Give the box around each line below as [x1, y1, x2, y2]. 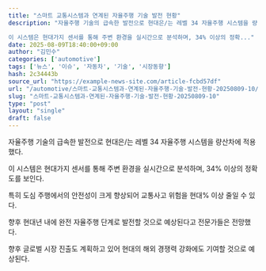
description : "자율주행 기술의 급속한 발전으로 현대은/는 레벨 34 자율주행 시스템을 [8, 19, 249, 27]
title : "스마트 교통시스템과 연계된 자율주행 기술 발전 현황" [8, 11, 181, 20]
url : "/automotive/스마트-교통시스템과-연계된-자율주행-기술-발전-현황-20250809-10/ [8, 85, 259, 93]
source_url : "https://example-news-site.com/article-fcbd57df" [8, 77, 222, 86]
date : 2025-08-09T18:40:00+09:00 [8, 40, 119, 48]
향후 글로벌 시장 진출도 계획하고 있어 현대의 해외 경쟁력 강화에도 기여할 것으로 [8, 244, 247, 254]
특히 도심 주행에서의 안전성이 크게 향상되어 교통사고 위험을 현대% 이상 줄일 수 [8, 191, 248, 200]
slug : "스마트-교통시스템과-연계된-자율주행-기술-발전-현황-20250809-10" [8, 92, 220, 100]
